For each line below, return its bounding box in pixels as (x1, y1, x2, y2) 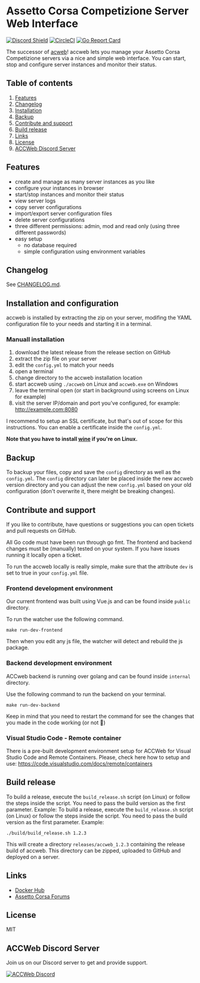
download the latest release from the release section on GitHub (14, 349, 171, 356)
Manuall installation (6, 336, 64, 344)
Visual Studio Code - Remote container (6, 733, 122, 742)
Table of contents (6, 78, 73, 88)
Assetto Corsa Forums (14, 893, 70, 900)
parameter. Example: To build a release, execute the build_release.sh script (6, 806, 193, 813)
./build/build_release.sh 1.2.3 (6, 830, 87, 836)
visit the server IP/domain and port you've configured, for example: (14, 400, 180, 407)
